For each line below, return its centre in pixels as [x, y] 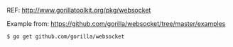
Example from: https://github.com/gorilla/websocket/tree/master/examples [116, 23]
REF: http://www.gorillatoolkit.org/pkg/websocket [79, 10]
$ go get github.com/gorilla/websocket [66, 36]
